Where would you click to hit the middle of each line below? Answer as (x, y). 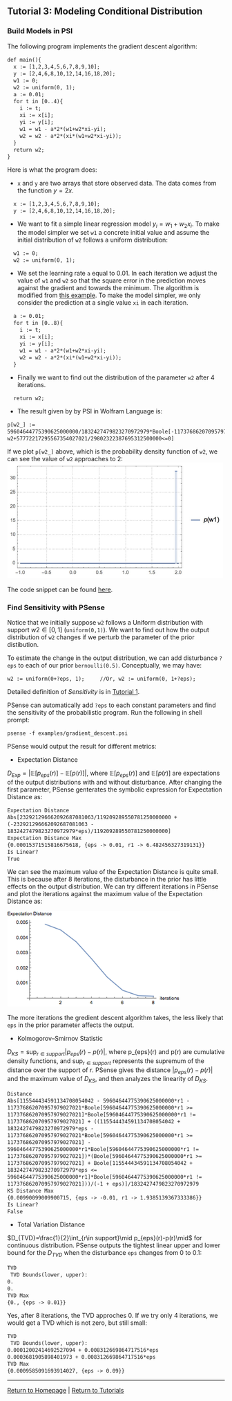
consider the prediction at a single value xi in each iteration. (103, 303)
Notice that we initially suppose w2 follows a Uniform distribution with (105, 623)
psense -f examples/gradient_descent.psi (68, 733)
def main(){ (24, 60)
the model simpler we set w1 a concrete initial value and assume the (113, 233)
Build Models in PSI (40, 31)
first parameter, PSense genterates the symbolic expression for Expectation (115, 789)
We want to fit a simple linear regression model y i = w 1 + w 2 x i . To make (118, 224)
